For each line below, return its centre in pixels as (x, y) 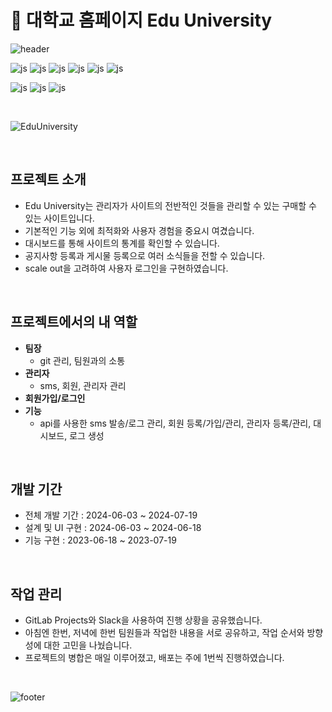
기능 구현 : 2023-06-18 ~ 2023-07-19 (100, 540)
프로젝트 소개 (48, 179)
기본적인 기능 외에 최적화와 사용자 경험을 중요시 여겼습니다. (139, 230)
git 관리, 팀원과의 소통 (82, 360)
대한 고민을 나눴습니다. (88, 645)
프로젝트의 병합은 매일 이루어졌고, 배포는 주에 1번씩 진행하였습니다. (154, 658)
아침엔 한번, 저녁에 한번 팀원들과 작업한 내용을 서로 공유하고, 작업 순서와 (164, 633)
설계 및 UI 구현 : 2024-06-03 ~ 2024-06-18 (113, 528)
